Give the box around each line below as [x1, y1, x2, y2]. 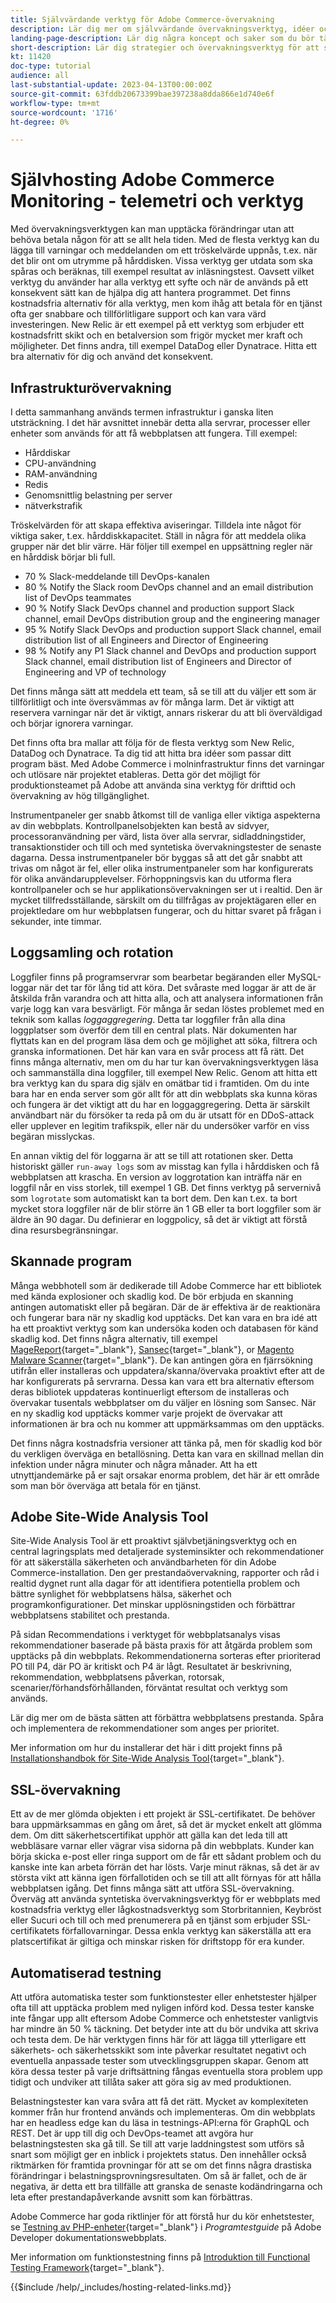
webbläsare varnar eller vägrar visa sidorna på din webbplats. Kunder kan [10, 1840, 315, 1852]
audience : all [10, 71, 70, 81]
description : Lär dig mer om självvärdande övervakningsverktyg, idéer [10, 24, 315, 34]
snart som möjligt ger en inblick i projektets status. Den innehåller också [10, 2149, 307, 2161]
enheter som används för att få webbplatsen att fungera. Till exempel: [10, 427, 298, 439]
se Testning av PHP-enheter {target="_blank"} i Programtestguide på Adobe [10, 2221, 322, 2233]
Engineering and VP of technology [24, 666, 167, 678]
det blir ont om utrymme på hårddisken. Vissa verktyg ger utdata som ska [10, 255, 313, 267]
